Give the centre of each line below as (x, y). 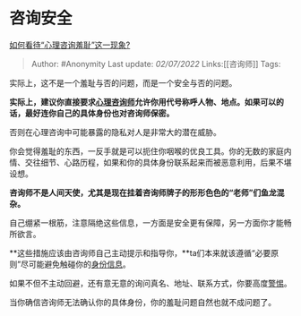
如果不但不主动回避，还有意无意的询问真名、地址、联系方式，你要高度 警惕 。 (150, 283)
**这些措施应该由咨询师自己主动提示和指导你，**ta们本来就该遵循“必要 (140, 252)
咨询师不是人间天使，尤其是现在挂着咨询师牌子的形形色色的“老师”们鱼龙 (143, 192)
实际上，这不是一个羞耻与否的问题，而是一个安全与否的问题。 (123, 82)
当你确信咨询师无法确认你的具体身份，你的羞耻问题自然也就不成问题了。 (142, 302)
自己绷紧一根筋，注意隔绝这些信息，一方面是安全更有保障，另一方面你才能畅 (150, 222)
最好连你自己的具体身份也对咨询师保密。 (99, 113)
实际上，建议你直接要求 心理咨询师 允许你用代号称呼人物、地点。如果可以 (142, 102)
